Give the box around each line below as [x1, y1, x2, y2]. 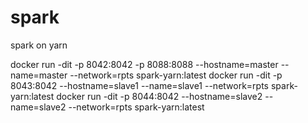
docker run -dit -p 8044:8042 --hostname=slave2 [56, 90, 263, 102]
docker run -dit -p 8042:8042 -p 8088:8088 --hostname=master [10, 58, 279, 70]
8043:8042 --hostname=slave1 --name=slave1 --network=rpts [10, 79, 270, 91]
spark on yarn [10, 39, 68, 51]
